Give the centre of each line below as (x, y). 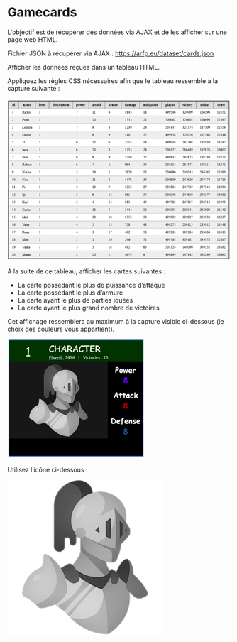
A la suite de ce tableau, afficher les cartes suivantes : (87, 271)
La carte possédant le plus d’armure (70, 293)
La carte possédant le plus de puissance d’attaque (91, 285)
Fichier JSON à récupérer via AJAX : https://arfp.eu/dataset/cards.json (111, 53)
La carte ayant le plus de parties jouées (75, 300)
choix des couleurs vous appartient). (61, 329)
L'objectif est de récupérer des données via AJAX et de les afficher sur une (117, 32)
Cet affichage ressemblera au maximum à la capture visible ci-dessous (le (116, 321)
